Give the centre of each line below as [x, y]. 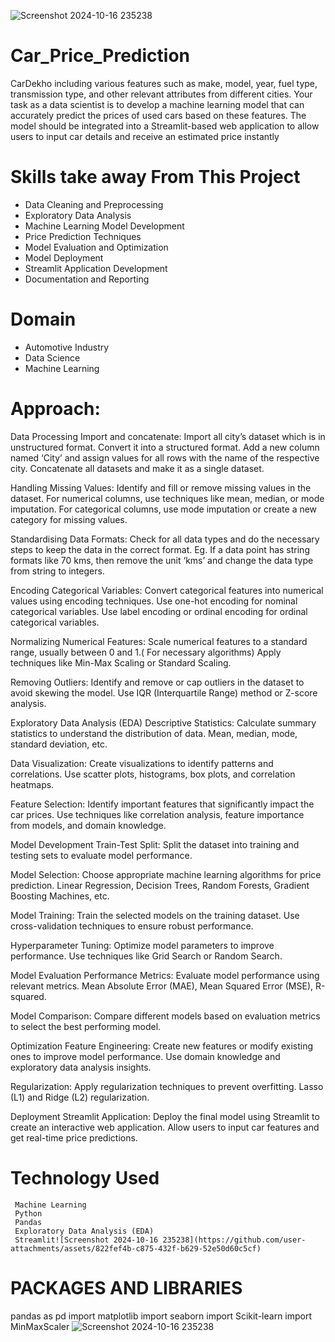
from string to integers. [57, 571]
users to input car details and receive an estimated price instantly [145, 136]
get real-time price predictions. [74, 1137]
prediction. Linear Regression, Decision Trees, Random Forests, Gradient [160, 885]
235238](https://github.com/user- [234, 1240]
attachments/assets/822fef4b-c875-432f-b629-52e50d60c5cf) [136, 1248]
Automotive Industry [67, 347]
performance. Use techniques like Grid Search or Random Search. [146, 956]
